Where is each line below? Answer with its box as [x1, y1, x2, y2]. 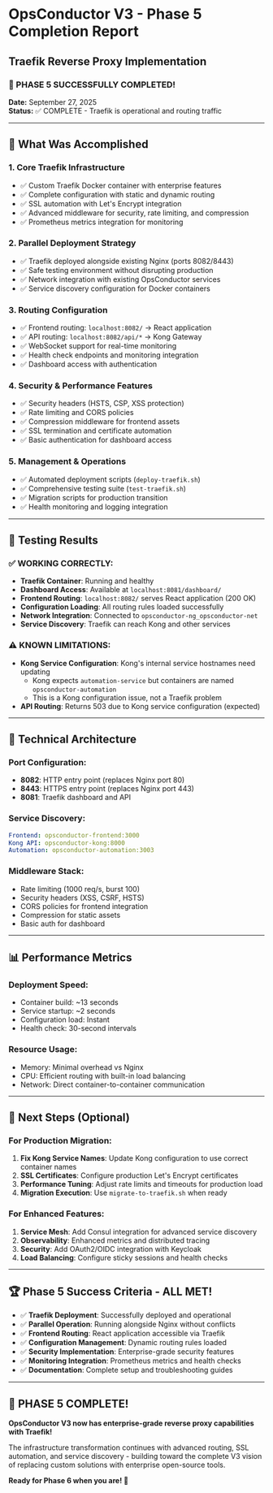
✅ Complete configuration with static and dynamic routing [19, 189, 215, 199]
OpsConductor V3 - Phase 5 [8, 5, 202, 24]
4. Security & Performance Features [8, 380, 153, 392]
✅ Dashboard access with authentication [19, 359, 158, 370]
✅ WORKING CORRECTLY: [8, 558, 114, 569]
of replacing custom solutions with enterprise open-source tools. [8, 1460, 226, 1470]
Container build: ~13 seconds [19, 997, 119, 1007]
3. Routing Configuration [8, 304, 108, 315]
